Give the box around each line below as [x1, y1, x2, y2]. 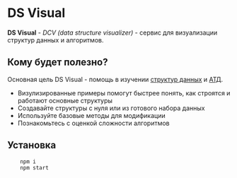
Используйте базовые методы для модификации [17, 111, 166, 119]
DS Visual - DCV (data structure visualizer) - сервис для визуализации [7, 28, 218, 37]
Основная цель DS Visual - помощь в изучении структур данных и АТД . [7, 75, 224, 83]
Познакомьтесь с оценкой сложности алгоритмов [17, 119, 170, 127]
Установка [7, 139, 57, 151]
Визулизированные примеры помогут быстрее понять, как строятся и [17, 88, 231, 97]
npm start [20, 164, 50, 171]
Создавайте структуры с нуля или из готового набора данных [17, 104, 205, 112]
